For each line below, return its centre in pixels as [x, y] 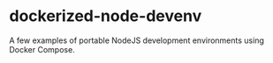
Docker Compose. [42, 49]
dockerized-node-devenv [106, 16]
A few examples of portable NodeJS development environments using [137, 40]
